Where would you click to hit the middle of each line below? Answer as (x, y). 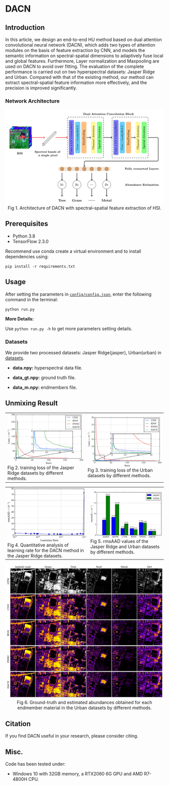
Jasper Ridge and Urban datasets (125, 547)
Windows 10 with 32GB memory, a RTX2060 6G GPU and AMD (78, 774)
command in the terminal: (32, 299)
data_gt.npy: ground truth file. (44, 378)
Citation (18, 724)
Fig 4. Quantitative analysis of (38, 545)
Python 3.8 (24, 236)
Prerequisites (27, 224)
